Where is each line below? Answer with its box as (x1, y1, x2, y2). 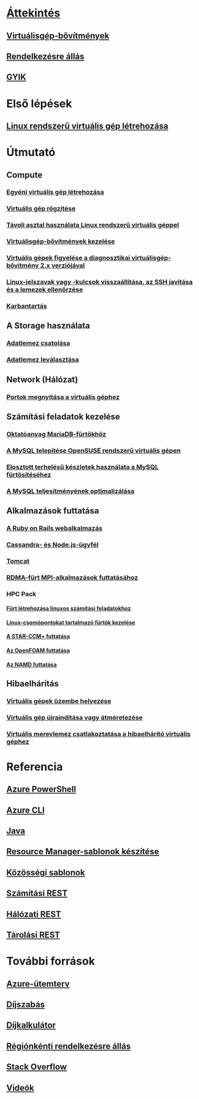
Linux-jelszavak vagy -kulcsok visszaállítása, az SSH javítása (6, 278, 193, 286)
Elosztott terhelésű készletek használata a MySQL (6, 463, 159, 471)
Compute (6, 170, 43, 180)
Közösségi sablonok (6, 867, 86, 877)
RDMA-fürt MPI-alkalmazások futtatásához (6, 573, 138, 581)
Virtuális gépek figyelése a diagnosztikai (6, 254, 130, 263)
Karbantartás (6, 302, 47, 310)
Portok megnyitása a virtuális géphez (6, 392, 120, 401)
